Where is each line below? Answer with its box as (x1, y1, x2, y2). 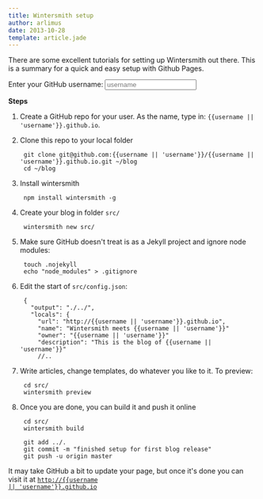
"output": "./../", (30, 304, 95, 312)
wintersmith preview (23, 389, 91, 397)
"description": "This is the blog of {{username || (37, 338, 212, 347)
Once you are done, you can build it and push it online (19, 402, 196, 412)
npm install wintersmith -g (23, 194, 116, 202)
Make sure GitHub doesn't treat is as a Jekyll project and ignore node (19, 237, 247, 246)
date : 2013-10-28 (8, 26, 66, 34)
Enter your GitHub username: (8, 80, 104, 90)
